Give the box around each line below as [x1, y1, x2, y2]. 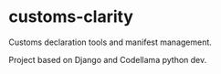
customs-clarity [8, 6, 134, 27]
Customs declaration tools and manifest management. [8, 37, 212, 48]
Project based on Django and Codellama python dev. [8, 54, 207, 65]
